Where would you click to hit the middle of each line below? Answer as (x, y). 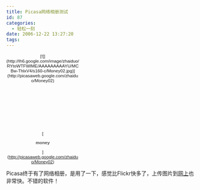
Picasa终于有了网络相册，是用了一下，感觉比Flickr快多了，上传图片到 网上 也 (100, 173)
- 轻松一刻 (23, 29)
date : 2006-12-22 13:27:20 (40, 34)
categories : (21, 23)
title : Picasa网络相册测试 (37, 12)
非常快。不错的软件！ (32, 180)
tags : (13, 40)
